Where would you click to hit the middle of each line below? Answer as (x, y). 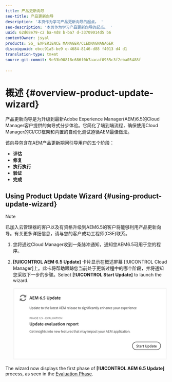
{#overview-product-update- (90, 93)
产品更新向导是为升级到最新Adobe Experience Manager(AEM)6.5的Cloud (83, 119)
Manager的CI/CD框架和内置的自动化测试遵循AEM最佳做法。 (69, 132)
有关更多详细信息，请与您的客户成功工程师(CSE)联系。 (72, 234)
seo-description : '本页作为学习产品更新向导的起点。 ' (59, 27)
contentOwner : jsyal (27, 38)
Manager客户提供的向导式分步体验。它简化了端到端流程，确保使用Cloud (82, 126)
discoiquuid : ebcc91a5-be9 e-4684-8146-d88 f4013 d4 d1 (66, 49)
